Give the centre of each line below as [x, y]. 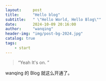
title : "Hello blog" [33, 15]
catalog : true [20, 39]
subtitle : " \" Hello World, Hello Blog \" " [53, 19]
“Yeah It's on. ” [33, 62]
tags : [11, 43]
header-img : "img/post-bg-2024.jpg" [44, 34]
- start [22, 48]
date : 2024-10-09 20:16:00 [41, 24]
